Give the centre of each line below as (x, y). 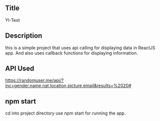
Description (24, 36)
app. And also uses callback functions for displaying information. (72, 53)
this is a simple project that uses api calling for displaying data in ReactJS (80, 48)
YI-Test (12, 20)
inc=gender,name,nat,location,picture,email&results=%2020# (68, 86)
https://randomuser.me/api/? (34, 80)
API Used (20, 69)
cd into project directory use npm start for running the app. (65, 113)
